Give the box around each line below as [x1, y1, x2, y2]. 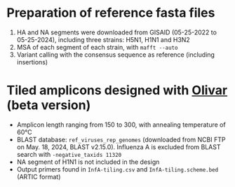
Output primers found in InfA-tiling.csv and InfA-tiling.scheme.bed [16, 165, 219, 173]
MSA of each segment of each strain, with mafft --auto [16, 43, 178, 51]
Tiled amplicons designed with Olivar [6, 83, 228, 99]
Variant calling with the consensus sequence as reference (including [16, 50, 215, 59]
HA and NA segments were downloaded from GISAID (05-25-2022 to [16, 28, 217, 36]
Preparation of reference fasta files [6, 5, 215, 21]
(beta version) [6, 97, 91, 113]
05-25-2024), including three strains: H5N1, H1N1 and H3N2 [16, 35, 190, 43]
